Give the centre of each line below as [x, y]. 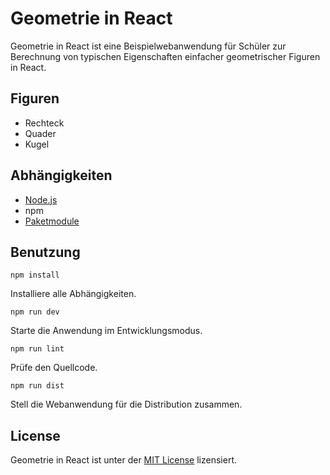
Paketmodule [52, 221]
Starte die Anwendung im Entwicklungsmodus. [106, 331]
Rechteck [44, 123]
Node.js [41, 199]
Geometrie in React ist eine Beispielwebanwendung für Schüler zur [148, 46]
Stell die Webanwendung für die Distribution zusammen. [126, 404]
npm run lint [37, 349]
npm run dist [37, 386]
